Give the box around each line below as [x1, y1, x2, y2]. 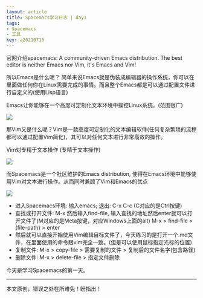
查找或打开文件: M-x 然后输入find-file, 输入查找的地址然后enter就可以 [14, 210, 187, 216]
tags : [6, 20, 20, 26]
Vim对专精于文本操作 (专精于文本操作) [6, 146, 101, 153]
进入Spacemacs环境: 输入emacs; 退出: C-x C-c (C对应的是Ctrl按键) [14, 202, 182, 209]
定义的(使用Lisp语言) [16, 89, 68, 96]
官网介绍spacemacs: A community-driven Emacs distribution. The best [6, 54, 183, 61]
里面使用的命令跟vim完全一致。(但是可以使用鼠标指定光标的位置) [31, 239, 192, 245]
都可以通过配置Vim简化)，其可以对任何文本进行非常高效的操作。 [6, 134, 166, 140]
